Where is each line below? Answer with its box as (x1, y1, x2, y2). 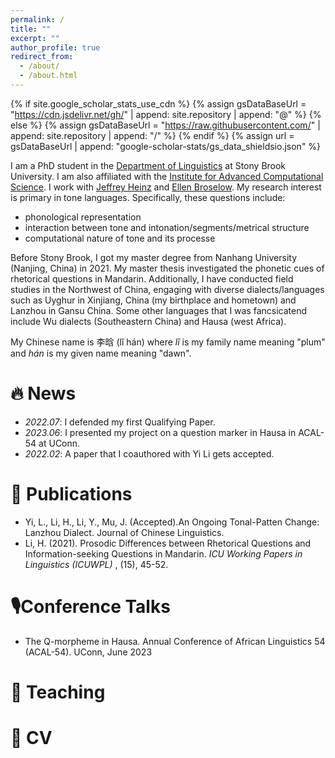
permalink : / (10, 14, 65, 25)
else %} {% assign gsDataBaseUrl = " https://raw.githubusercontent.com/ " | (10, 119, 321, 131)
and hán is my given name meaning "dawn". (10, 347, 192, 359)
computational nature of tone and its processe (24, 232, 216, 244)
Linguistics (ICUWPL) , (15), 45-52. (24, 558, 169, 570)
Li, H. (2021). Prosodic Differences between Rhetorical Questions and (24, 537, 312, 549)
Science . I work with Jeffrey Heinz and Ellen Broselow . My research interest (10, 181, 322, 193)
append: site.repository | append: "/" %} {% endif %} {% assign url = (10, 129, 295, 141)
